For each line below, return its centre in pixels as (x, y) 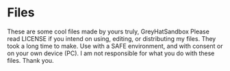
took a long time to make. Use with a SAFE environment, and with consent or (115, 46)
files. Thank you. (30, 60)
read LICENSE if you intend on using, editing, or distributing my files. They (112, 38)
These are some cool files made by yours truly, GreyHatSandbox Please (108, 31)
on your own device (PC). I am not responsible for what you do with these (111, 53)
